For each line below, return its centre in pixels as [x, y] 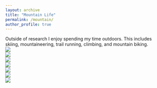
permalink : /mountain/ [29, 19]
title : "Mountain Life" [31, 15]
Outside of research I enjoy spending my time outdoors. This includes [78, 39]
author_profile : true [28, 24]
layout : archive [23, 10]
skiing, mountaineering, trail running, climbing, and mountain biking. [77, 45]
